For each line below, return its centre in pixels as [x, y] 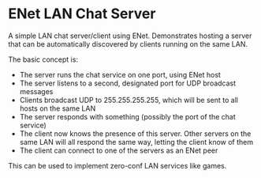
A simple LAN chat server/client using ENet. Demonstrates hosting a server [130, 36]
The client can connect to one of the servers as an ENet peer [119, 150]
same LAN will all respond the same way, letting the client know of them [136, 142]
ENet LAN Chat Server [82, 14]
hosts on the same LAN [58, 108]
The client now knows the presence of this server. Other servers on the [135, 133]
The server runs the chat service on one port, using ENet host [120, 74]
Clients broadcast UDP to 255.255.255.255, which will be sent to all [129, 100]
